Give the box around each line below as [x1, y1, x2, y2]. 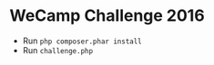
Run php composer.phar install [22, 35, 143, 46]
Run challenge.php [22, 44, 94, 55]
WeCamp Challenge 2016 [9, 5, 205, 26]
